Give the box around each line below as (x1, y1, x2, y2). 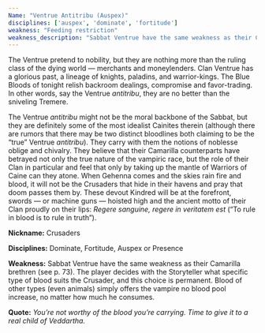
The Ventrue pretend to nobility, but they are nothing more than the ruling (8, 55, 246, 65)
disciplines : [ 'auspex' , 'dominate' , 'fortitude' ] (8, 19, 178, 27)
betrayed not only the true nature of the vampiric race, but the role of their (8, 155, 249, 164)
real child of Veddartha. (8, 316, 85, 326)
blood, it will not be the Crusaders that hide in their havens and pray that (8, 179, 243, 189)
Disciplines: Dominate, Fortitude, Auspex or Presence (8, 244, 184, 253)
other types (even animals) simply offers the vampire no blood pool (8, 284, 226, 294)
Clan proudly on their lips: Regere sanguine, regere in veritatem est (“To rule (8, 204, 256, 214)
